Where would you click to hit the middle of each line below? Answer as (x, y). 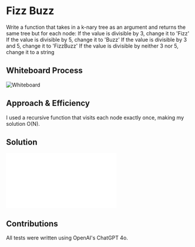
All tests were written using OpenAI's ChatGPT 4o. (67, 238)
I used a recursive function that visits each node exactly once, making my (95, 117)
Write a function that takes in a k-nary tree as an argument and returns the (96, 27)
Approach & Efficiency (48, 103)
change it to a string (30, 52)
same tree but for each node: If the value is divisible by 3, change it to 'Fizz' (98, 33)
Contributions (32, 224)
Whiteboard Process (45, 71)
